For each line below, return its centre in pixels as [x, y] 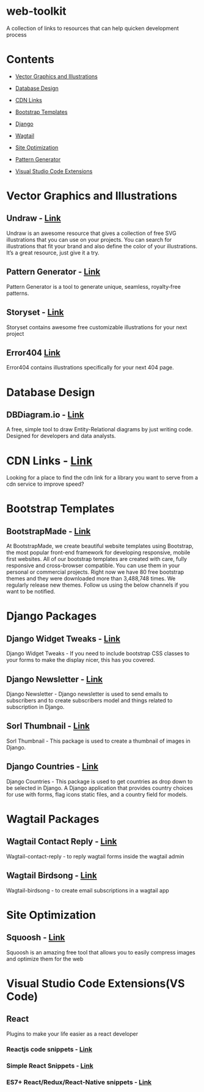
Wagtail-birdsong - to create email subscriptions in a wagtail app [88, 890]
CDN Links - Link [49, 461]
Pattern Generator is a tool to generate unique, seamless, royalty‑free [94, 286]
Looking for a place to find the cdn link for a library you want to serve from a [102, 478]
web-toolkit [36, 11]
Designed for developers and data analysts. [61, 436]
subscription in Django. [35, 707]
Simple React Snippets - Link [50, 1066]
